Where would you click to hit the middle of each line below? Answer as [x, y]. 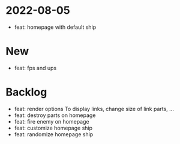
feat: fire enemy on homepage [52, 121]
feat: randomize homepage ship [54, 134]
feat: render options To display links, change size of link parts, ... [94, 109]
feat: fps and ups [35, 68]
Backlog [26, 92]
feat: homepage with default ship [55, 27]
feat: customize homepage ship [53, 128]
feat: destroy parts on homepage [55, 115]
